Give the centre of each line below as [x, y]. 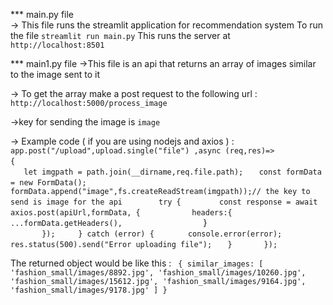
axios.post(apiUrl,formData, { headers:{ [121, 213]
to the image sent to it [55, 74]
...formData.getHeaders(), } [109, 222]
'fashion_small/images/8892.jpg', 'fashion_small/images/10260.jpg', [158, 273]
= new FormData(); [48, 183]
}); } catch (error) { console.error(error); [162, 234]
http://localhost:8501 [57, 45]
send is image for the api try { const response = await [164, 202]
